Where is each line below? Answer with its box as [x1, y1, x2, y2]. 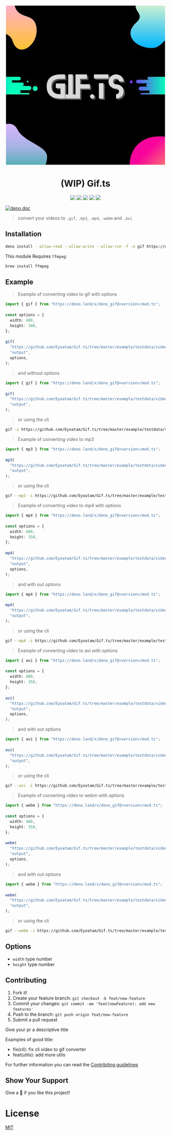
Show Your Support [5, 1076, 69, 1085]
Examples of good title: [5, 1036, 54, 1042]
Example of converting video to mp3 [17, 436, 94, 442]
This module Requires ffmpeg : [5, 253, 67, 259]
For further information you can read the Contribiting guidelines [5, 1061, 138, 1067]
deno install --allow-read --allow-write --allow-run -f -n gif [5, 244, 145, 249]
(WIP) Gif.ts [60, 178, 111, 189]
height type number [12, 961, 55, 967]
